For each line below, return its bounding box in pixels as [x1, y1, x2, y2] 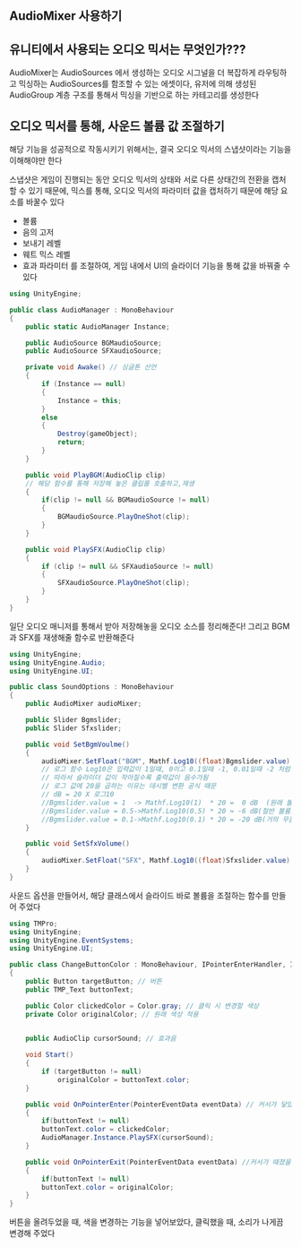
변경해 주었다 [9, 1228, 56, 1239]
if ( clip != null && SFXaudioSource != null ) [41, 562, 215, 571]
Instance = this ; [56, 396, 123, 405]
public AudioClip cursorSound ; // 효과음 [25, 1034, 176, 1044]
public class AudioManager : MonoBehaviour [9, 305, 175, 314]
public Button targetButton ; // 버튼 [25, 977, 163, 986]
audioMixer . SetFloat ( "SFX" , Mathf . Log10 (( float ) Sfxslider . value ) [41, 856, 291, 865]
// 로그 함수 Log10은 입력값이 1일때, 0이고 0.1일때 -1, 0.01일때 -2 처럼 [41, 765, 291, 774]
